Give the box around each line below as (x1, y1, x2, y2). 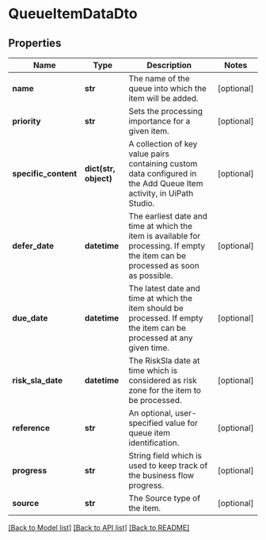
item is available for (128, 230, 201, 241)
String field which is (128, 451, 202, 461)
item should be (128, 302, 184, 314)
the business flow (128, 470, 195, 481)
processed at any (128, 333, 193, 343)
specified (128, 417, 164, 428)
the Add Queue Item (128, 178, 203, 188)
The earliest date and (128, 211, 208, 222)
